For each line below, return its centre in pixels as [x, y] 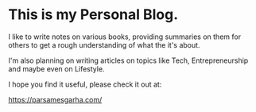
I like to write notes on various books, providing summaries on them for [124, 37]
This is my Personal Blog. [93, 15]
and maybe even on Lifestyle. [56, 68]
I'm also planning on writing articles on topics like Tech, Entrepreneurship [128, 60]
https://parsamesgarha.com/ [55, 99]
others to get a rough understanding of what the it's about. [104, 44]
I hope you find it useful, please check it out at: [85, 84]
